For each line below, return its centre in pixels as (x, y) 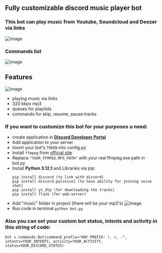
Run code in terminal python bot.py (48, 209)
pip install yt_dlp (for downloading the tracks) (63, 190)
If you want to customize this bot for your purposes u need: (76, 126)
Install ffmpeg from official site (42, 153)
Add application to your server (43, 142)
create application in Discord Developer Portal (59, 137)
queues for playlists (32, 109)
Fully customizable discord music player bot (73, 8)
